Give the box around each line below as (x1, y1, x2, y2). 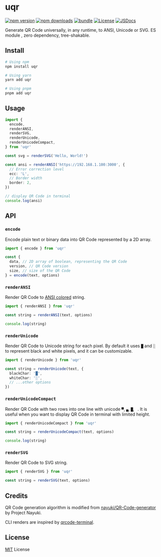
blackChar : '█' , (9, 371, 42, 376)
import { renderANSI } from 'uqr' (5, 304, 75, 309)
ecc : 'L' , (9, 171, 29, 176)
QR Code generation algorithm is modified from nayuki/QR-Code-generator (5, 505, 156, 510)
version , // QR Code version (9, 264, 69, 269)
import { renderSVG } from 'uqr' (5, 469, 73, 474)
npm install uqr (5, 64, 38, 69)
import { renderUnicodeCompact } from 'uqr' (5, 421, 97, 425)
